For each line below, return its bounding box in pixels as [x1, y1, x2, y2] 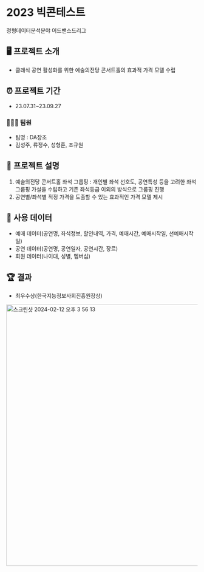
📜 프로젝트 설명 [6, 160, 59, 171]
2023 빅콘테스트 [6, 5, 86, 19]
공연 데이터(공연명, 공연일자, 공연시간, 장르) [15, 245, 118, 252]
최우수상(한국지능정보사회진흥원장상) [15, 292, 103, 300]
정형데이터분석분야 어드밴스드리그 [6, 27, 87, 34]
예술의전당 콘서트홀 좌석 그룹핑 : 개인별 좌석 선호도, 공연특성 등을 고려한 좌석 [15, 177, 197, 185]
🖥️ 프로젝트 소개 [6, 46, 59, 57]
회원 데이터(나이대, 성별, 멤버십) [15, 253, 91, 260]
